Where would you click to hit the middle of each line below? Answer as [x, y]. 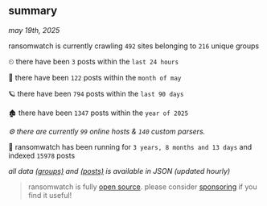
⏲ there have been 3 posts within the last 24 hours [94, 61]
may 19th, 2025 [34, 30]
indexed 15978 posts [42, 155]
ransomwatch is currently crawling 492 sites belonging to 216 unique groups [134, 46]
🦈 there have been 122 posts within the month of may [95, 77]
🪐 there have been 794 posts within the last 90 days [96, 93]
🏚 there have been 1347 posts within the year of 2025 [99, 113]
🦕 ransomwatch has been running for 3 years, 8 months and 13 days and [130, 146]
